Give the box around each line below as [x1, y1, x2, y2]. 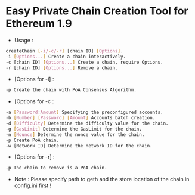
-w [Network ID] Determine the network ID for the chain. [5, 143, 153, 148]
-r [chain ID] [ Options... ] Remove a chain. [5, 64, 118, 71]
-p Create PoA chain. [5, 137, 60, 143]
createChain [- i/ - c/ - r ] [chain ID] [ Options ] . [5, 48, 123, 54]
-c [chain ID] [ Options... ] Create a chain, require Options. [5, 59, 163, 65]
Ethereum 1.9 [5, 17, 72, 30]
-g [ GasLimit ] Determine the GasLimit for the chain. [5, 126, 143, 132]
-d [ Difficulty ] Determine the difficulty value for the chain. [5, 120, 169, 126]
